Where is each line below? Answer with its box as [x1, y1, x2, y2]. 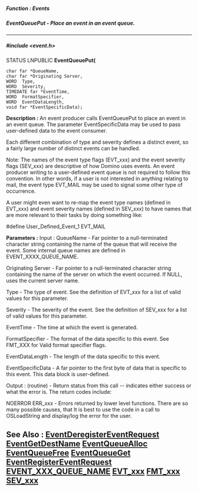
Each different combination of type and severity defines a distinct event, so [6, 139, 189, 146]
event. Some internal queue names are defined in [6, 247, 126, 254]
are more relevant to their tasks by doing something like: [6, 212, 143, 219]
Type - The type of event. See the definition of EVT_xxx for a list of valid [6, 289, 181, 296]
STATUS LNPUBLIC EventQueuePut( [6, 57, 96, 64]
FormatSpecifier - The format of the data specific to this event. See [6, 335, 169, 342]
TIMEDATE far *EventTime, [6, 89, 70, 95]
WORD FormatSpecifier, [6, 94, 65, 100]
